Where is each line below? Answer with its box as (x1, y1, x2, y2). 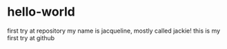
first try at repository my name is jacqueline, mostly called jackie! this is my (7, 27, 221, 35)
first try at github (7, 33, 55, 42)
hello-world (7, 4, 76, 20)
